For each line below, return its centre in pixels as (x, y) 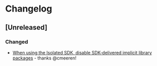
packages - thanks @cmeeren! (44, 58)
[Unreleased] (26, 27)
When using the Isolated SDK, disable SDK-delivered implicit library (82, 52)
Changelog (29, 9)
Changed (17, 42)
